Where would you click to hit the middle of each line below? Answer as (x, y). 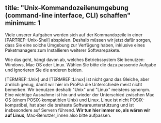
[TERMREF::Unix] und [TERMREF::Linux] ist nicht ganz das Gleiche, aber (77, 79)
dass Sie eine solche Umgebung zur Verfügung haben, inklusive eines (75, 45)
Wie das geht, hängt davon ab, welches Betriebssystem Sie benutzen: (75, 60)
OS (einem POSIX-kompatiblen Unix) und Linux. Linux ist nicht (67, 100)
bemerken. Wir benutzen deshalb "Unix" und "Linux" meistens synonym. (78, 90)
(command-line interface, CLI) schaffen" (68, 16)
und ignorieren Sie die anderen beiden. (44, 70)
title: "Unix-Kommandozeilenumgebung (67, 8)
